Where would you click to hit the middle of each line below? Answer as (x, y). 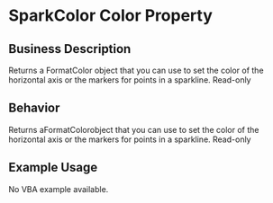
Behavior (34, 108)
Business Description (70, 49)
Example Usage (53, 168)
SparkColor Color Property (110, 16)
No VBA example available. (59, 189)
